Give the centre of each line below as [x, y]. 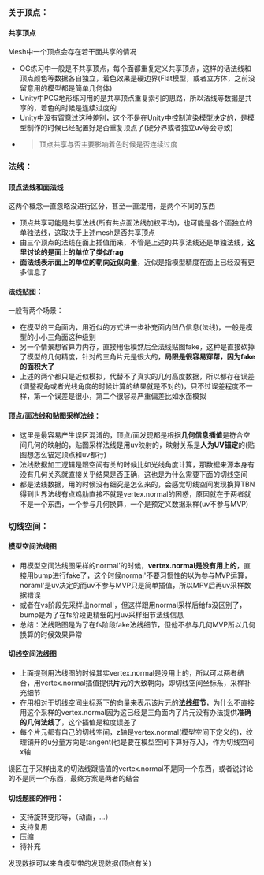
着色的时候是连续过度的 [78, 108]
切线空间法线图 [32, 654]
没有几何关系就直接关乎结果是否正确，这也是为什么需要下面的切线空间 [134, 474]
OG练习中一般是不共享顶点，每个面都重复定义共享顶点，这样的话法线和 [135, 69]
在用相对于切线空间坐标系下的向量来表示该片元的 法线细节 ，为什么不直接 [137, 702]
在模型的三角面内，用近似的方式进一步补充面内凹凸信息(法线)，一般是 [133, 327]
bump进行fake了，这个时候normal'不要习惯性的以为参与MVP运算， [142, 575]
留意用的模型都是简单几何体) [66, 88]
